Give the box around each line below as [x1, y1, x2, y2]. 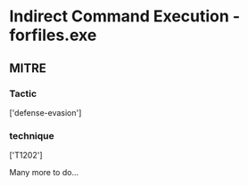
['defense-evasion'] [9, 107, 82, 117]
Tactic [9, 87, 37, 100]
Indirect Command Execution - [9, 6, 241, 27]
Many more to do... [9, 167, 79, 178]
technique [9, 129, 55, 142]
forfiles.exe [9, 25, 97, 45]
